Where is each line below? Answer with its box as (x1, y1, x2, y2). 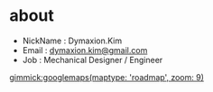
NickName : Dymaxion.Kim (22, 35, 123, 46)
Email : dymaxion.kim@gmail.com (22, 44, 148, 55)
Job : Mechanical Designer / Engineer (22, 54, 163, 65)
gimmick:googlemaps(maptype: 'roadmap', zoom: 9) (9, 71, 205, 82)
